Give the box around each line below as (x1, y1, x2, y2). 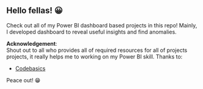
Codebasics (15, 65, 46, 72)
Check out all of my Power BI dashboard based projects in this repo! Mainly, (6, 21, 197, 29)
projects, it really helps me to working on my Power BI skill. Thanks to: (6, 52, 183, 60)
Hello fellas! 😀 (6, 5, 63, 16)
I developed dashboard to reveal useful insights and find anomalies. (6, 28, 177, 35)
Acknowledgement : (6, 40, 57, 47)
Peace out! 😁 (6, 76, 41, 84)
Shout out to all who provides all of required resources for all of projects (6, 46, 188, 54)
